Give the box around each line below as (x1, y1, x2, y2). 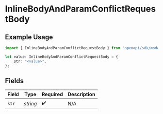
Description (67, 91, 96, 98)
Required (41, 91, 63, 98)
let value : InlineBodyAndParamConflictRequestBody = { (5, 54, 118, 59)
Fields (5, 76, 24, 85)
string (23, 100, 37, 107)
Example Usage (5, 33, 53, 41)
